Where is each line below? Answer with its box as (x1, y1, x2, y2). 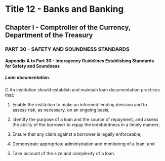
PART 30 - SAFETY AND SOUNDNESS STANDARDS (5, 45, 130, 52)
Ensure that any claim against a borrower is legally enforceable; (12, 131, 142, 137)
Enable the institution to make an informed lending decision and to (12, 102, 147, 108)
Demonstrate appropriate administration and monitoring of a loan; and (12, 141, 155, 147)
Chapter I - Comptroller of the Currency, (5, 23, 131, 32)
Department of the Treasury (5, 31, 93, 39)
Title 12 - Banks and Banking (5, 3, 124, 15)
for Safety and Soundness (5, 63, 60, 69)
